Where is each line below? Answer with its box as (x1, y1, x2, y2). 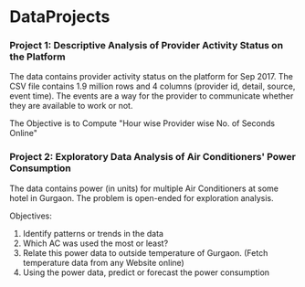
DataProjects (9, 6, 110, 27)
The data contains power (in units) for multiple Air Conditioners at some (9, 183, 279, 194)
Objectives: (9, 210, 52, 221)
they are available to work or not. (9, 101, 133, 112)
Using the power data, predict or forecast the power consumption (22, 267, 270, 278)
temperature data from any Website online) (22, 257, 184, 268)
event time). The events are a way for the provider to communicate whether (9, 90, 294, 101)
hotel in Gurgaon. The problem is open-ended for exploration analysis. (9, 192, 274, 203)
